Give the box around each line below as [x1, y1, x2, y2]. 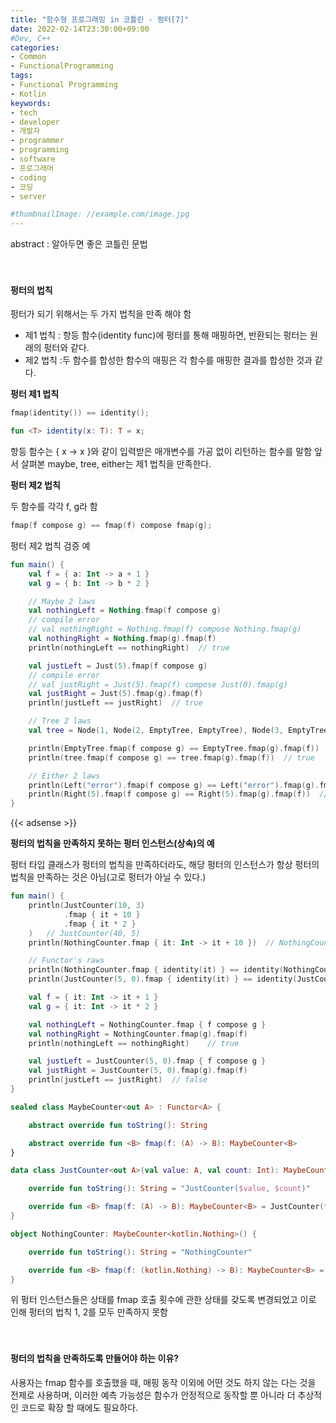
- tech [10, 107, 38, 118]
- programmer [10, 136, 65, 146]
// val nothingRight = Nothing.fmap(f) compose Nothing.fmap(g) [28, 624, 302, 635]
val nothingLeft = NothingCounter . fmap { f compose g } [28, 1019, 267, 1030]
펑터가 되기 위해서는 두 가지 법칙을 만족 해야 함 [10, 308, 192, 320]
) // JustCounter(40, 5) [28, 928, 141, 938]
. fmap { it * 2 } [63, 919, 137, 929]
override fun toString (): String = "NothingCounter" [28, 1247, 253, 1257]
